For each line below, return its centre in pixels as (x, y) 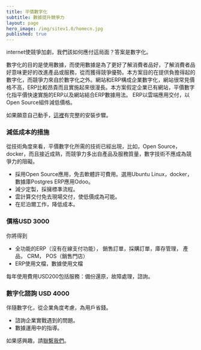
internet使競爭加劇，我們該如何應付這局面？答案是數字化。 (79, 52)
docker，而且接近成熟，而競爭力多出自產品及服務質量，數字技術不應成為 (96, 154)
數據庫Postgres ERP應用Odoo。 (54, 182)
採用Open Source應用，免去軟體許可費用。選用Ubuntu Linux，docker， (103, 174)
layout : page (22, 23)
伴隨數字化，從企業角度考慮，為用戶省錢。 (59, 308)
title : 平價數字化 (27, 12)
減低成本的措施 (28, 132)
